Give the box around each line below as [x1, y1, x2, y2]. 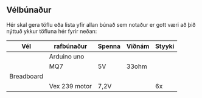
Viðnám [126, 42, 150, 51]
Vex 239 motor [49, 82, 92, 90]
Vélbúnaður [6, 5, 52, 15]
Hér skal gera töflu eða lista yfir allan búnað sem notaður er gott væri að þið [6, 21, 196, 28]
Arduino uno [49, 52, 85, 60]
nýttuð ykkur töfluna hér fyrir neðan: [6, 27, 97, 35]
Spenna [97, 42, 120, 51]
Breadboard [9, 72, 44, 80]
